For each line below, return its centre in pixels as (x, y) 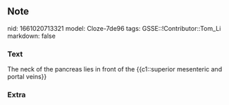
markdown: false (32, 36)
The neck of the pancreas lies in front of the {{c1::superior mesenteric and (115, 69)
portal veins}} (27, 77)
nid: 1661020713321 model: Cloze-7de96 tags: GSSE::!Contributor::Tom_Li (114, 28)
